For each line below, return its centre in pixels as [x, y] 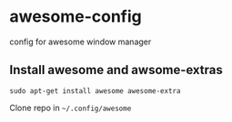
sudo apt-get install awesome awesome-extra [95, 91]
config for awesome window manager [81, 42]
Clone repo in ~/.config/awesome [71, 108]
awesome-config [76, 17]
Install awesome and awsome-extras [116, 70]
